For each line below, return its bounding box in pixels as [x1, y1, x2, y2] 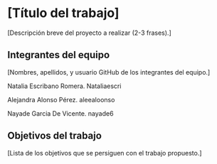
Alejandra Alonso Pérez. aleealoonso [7, 95, 115, 104]
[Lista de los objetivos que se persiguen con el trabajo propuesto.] [7, 148, 202, 157]
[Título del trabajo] [7, 5, 120, 21]
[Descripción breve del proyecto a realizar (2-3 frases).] [7, 28, 172, 37]
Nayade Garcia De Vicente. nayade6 [7, 109, 114, 118]
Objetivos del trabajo [7, 130, 102, 142]
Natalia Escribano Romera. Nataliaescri [7, 82, 122, 90]
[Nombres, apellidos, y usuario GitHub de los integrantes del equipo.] [7, 67, 211, 76]
